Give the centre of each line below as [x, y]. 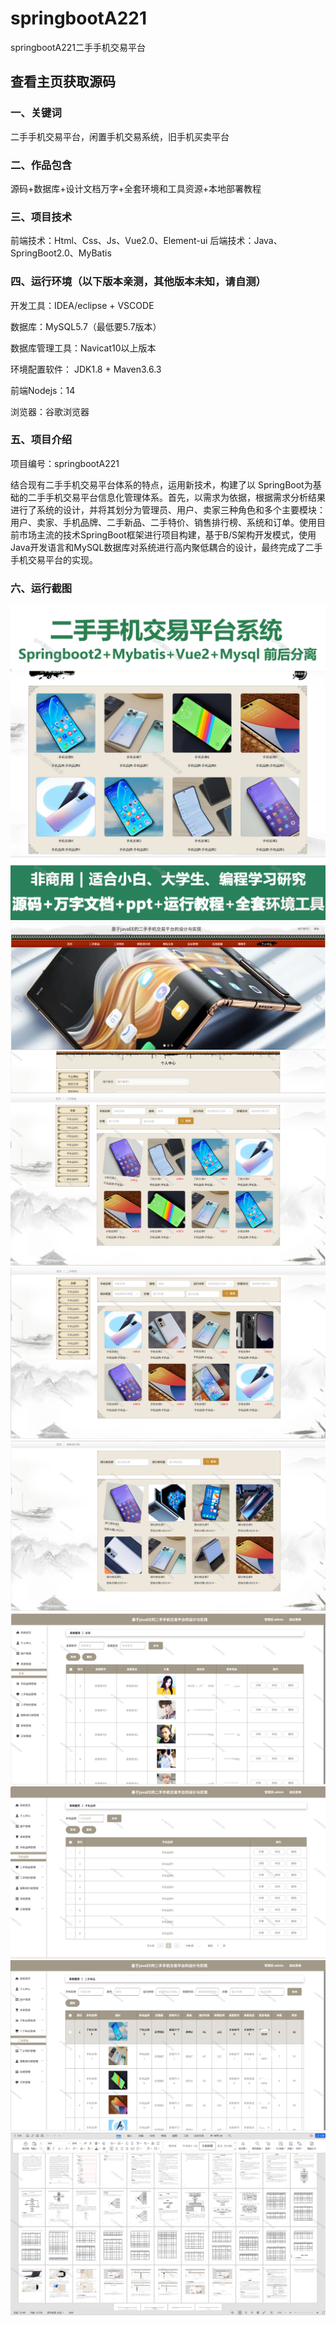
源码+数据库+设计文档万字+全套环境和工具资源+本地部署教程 [136, 188]
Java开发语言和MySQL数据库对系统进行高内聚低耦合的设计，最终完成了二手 [166, 547]
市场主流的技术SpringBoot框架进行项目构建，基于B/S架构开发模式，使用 [167, 534]
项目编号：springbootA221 [65, 463]
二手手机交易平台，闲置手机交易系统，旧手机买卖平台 [120, 136]
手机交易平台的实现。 [54, 559]
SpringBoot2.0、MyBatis [61, 253]
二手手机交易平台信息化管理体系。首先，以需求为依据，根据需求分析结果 [176, 497]
